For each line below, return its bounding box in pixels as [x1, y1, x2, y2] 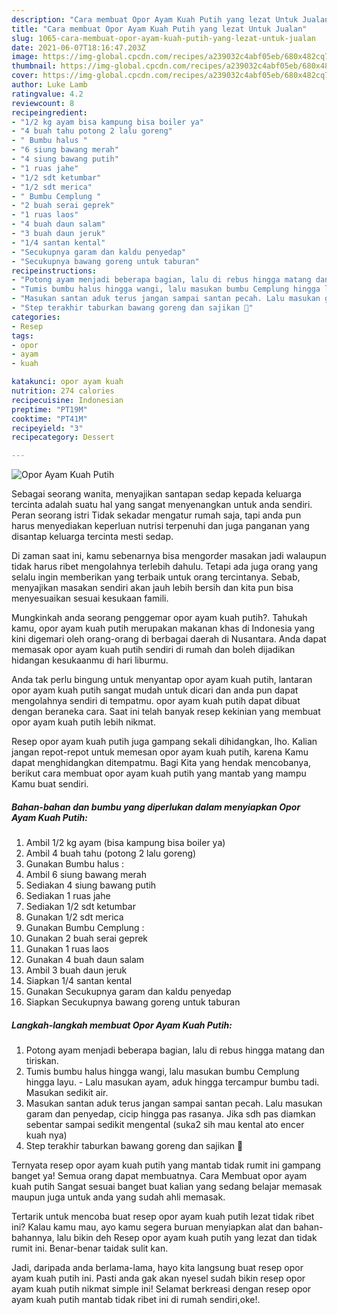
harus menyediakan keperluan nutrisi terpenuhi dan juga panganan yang [11, 520, 310, 532]
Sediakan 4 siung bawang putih [25, 879, 157, 891]
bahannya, [11, 1232, 55, 1244]
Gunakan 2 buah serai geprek [25, 932, 149, 945]
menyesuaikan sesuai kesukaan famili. [11, 592, 169, 605]
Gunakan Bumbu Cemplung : [25, 922, 145, 934]
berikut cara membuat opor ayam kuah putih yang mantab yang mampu [11, 767, 307, 780]
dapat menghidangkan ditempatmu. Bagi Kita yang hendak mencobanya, [11, 757, 312, 769]
